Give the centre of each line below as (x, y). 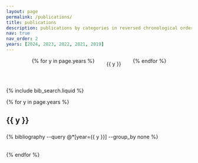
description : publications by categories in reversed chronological (92, 28)
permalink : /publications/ (39, 17)
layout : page (22, 11)
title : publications (32, 22)
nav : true (18, 33)
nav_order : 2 (22, 39)
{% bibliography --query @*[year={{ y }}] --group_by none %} (82, 137)
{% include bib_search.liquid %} (45, 90)
